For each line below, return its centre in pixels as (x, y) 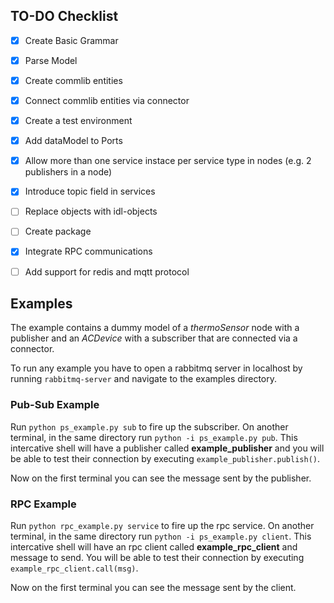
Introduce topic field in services (90, 191)
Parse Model (51, 60)
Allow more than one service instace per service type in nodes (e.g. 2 (168, 161)
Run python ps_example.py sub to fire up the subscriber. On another (149, 426)
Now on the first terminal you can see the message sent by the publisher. (161, 478)
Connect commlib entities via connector (107, 100)
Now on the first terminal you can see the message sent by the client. (153, 587)
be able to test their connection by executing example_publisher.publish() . (165, 458)
